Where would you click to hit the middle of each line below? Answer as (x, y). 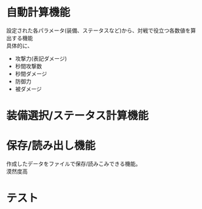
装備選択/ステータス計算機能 (77, 116)
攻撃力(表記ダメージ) (41, 58)
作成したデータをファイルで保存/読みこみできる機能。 (74, 164)
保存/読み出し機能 (51, 146)
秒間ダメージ (31, 74)
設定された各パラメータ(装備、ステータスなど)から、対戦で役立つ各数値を (99, 30)
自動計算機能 (39, 12)
